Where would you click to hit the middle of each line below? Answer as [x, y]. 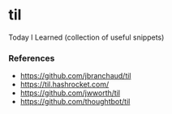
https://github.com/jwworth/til [70, 93]
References [32, 58]
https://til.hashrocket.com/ [64, 84]
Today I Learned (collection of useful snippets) [86, 37]
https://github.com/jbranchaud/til [75, 76]
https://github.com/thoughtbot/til [75, 102]
